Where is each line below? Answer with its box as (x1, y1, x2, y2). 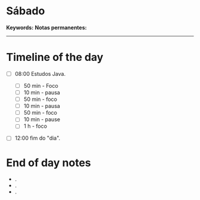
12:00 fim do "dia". (14, 134, 61, 141)
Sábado (6, 4, 45, 18)
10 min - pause (23, 116, 61, 123)
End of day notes (6, 156, 91, 170)
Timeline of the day (6, 51, 104, 64)
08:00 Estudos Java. (14, 70, 66, 77)
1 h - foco (23, 122, 48, 130)
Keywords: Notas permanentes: (6, 24, 87, 31)
